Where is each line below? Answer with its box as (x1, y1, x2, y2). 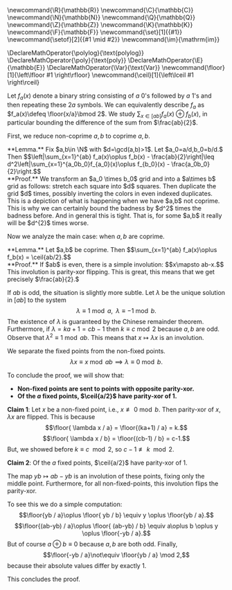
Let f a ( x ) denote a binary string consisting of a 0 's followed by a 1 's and (7, 91, 213, 101)
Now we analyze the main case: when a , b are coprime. (7, 232, 165, 241)
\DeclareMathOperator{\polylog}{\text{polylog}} (7, 48, 144, 57)
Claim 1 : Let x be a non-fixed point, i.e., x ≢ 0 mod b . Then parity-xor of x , (7, 405, 221, 414)
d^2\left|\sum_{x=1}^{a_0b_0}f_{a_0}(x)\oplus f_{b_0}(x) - (7, 160, 170, 168)
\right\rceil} (7, 78, 40, 86)
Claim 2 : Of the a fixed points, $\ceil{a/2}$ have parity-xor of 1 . (7, 458, 188, 467)
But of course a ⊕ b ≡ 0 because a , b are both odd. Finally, (7, 540, 178, 548)
